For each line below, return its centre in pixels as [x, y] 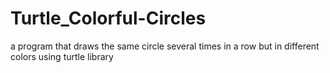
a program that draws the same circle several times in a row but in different [165, 46]
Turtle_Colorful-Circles [108, 18]
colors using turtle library [62, 56]
